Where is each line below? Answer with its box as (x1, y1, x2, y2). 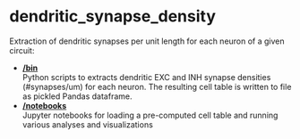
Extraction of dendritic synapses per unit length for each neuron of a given (9, 36, 285, 46)
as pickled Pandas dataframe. (21, 91, 133, 102)
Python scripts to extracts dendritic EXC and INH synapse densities (21, 71, 271, 82)
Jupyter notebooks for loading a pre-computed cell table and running (21, 110, 279, 120)
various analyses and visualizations (21, 119, 154, 130)
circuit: (9, 45, 35, 55)
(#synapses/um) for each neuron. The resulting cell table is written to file (21, 81, 292, 92)
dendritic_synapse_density (9, 6, 217, 27)
